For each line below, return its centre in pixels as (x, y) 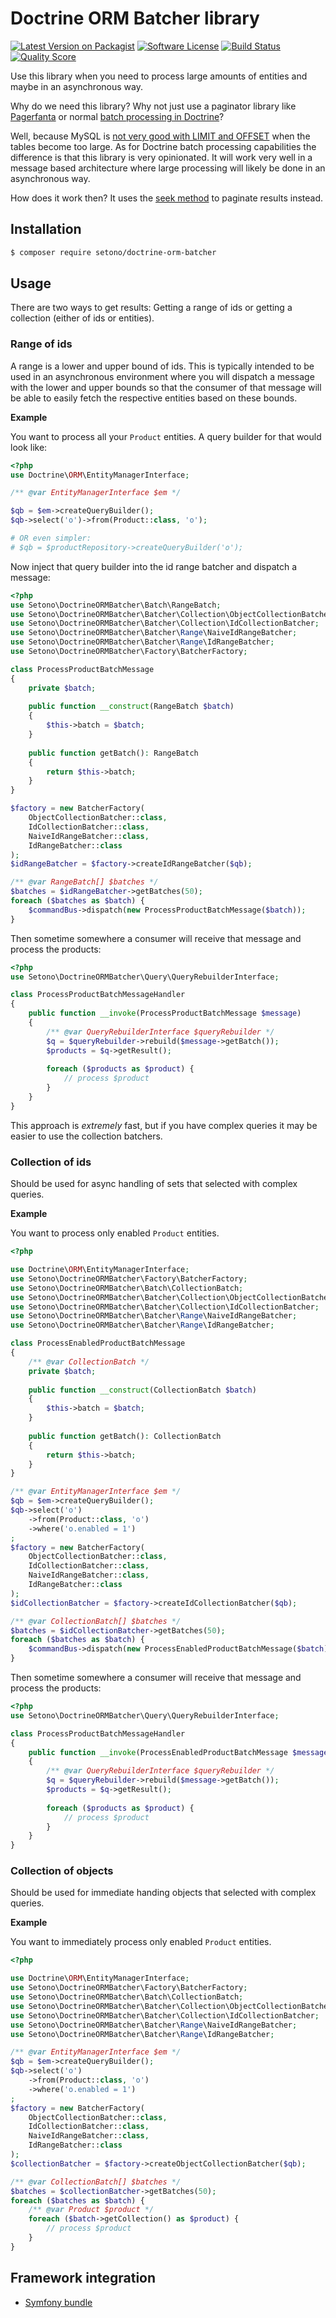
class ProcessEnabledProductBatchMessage (98, 1343)
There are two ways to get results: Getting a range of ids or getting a (151, 308)
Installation (46, 229)
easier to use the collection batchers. (86, 1136)
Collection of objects (62, 1871)
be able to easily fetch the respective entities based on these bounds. (154, 398)
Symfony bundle (58, 2302)
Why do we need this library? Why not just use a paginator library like (153, 106)
